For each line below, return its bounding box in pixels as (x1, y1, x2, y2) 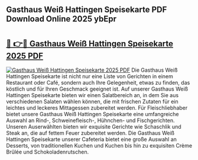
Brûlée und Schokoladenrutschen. (6, 148, 89, 155)
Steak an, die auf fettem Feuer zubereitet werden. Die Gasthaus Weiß (6, 130, 175, 136)
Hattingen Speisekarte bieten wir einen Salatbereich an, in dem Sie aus (6, 92, 179, 98)
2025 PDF (6, 50, 43, 61)
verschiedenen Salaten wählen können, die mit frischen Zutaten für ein (6, 98, 178, 105)
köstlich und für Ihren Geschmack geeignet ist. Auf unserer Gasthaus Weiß (6, 85, 188, 92)
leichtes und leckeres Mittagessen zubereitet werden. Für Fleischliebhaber (6, 104, 188, 111)
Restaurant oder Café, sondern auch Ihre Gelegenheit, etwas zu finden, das (6, 79, 190, 86)
